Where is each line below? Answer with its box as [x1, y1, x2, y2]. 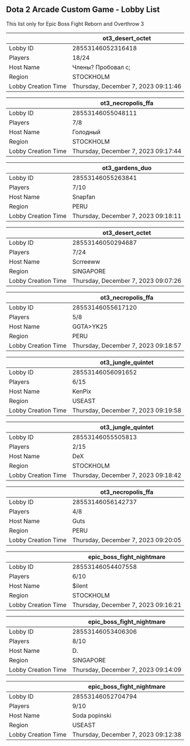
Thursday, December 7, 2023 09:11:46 [72, 82, 182, 90]
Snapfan [72, 193, 95, 201]
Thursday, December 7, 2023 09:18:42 [72, 471, 182, 479]
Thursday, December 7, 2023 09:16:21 [72, 601, 182, 609]
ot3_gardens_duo [102, 163, 152, 172]
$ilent [72, 581, 88, 590]
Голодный [72, 128, 101, 136]
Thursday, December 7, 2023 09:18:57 [72, 341, 182, 349]
